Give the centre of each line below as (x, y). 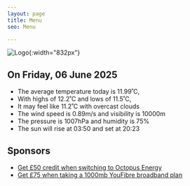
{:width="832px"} (55, 52)
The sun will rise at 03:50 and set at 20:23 (79, 129)
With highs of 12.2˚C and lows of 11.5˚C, (74, 99)
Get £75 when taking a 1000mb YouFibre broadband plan (100, 175)
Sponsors (29, 151)
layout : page (26, 14)
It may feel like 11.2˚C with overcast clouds (79, 106)
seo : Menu (22, 27)
